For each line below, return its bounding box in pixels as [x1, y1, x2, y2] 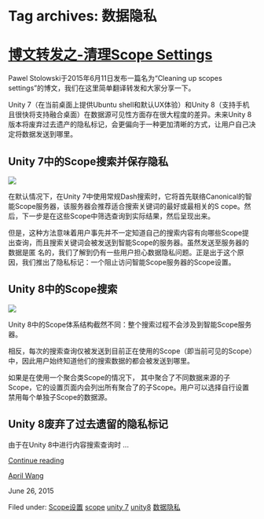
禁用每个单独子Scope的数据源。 [8, 392, 112, 401]
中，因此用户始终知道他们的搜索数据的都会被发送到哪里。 [8, 356, 194, 365]
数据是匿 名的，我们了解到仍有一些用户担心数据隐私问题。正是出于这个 [8, 247, 237, 257]
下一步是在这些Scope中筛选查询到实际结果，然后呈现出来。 [21, 211, 215, 221]
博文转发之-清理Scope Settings [8, 46, 213, 64]
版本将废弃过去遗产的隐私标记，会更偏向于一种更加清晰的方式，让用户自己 [8, 119, 249, 130]
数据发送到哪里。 [21, 130, 77, 139]
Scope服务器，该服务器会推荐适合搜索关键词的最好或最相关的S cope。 [14, 201, 245, 210]
